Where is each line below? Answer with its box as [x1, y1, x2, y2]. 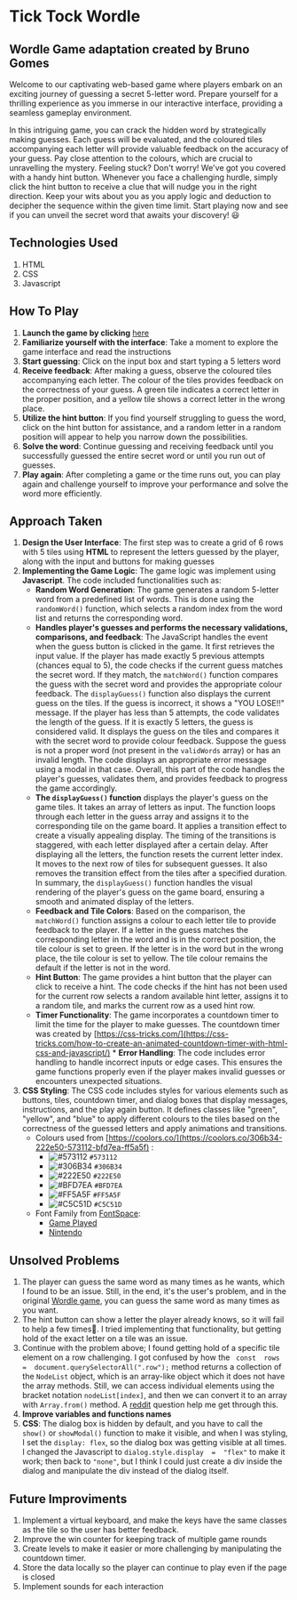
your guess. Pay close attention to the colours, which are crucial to [9, 153, 253, 164]
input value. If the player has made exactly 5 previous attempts [35, 651, 265, 662]
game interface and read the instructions [21, 346, 171, 357]
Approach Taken [9, 514, 103, 529]
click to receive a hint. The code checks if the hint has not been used [35, 981, 288, 993]
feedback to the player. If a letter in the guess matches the [35, 925, 249, 936]
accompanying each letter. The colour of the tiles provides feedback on [21, 374, 284, 385]
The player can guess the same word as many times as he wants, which [21, 1276, 285, 1287]
